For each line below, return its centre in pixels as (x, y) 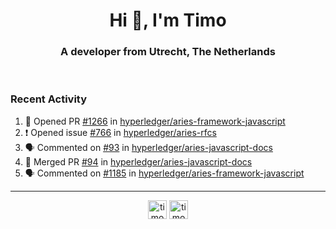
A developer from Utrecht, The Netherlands (168, 52)
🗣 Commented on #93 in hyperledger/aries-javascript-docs (148, 147)
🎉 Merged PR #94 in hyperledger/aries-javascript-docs (138, 161)
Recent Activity (49, 99)
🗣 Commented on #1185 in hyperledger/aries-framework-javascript (164, 173)
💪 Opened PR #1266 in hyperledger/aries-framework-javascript (155, 121)
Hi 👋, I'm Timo (168, 20)
